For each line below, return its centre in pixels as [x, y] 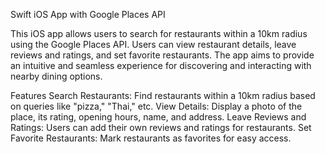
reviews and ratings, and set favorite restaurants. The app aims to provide [162, 55]
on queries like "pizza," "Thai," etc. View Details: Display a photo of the [156, 106]
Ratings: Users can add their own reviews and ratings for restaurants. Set [161, 127]
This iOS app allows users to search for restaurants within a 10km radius [159, 33]
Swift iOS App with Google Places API [88, 14]
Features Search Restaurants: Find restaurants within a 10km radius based [163, 95]
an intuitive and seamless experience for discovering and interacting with [161, 65]
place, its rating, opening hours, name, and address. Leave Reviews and [158, 117]
